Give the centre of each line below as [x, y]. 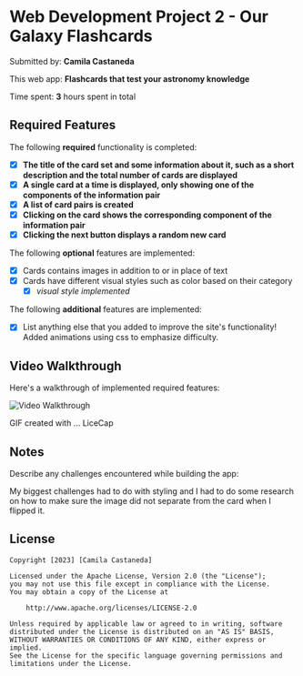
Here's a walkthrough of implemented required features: [115, 388]
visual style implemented [83, 291]
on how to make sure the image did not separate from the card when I [140, 500]
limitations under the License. [71, 663]
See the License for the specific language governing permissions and [146, 656]
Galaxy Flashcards [81, 36]
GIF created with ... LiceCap [61, 423]
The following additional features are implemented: [106, 309]
